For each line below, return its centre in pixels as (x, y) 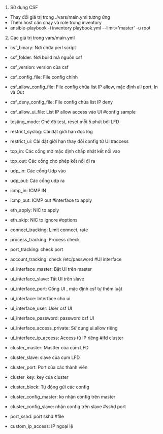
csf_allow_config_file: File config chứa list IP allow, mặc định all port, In (84, 87)
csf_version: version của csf (39, 67)
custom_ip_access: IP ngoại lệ (42, 426)
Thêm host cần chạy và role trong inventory (56, 23)
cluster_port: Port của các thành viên (49, 367)
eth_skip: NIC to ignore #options (44, 220)
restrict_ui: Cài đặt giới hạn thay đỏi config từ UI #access (69, 141)
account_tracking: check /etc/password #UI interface (66, 259)
